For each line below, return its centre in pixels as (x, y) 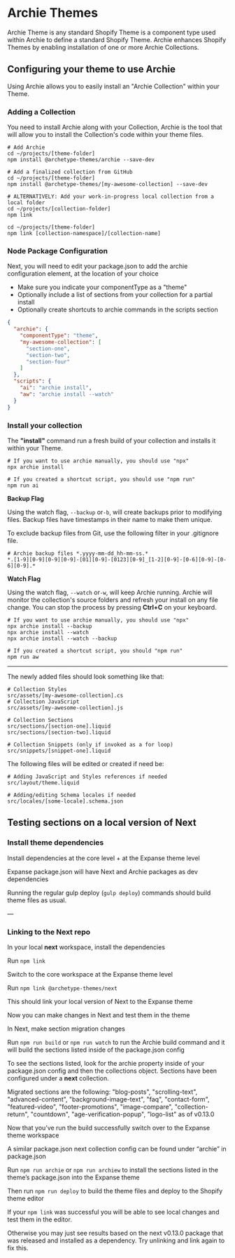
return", (18, 1114)
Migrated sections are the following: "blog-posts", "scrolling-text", (102, 1092)
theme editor (26, 1198)
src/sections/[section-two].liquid (59, 732)
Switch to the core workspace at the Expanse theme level (90, 974)
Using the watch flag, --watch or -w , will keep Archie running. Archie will (110, 592)
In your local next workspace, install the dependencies (86, 947)
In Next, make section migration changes (66, 1029)
